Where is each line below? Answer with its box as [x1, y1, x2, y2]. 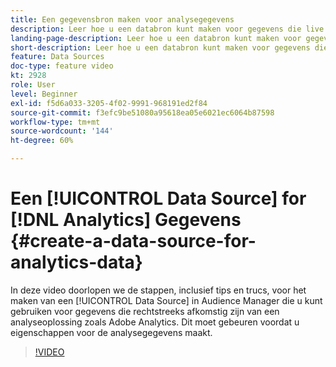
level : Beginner [10, 89, 78, 99]
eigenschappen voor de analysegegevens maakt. [10, 326, 213, 338]
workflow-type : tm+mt [10, 117, 101, 127]
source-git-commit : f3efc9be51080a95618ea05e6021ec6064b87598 [10, 107, 275, 118]
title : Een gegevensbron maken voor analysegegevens [10, 14, 235, 25]
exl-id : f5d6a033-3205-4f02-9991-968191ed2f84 [10, 98, 208, 108]
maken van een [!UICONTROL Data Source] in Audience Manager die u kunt [10, 294, 323, 306]
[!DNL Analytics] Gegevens [10, 209, 242, 231]
